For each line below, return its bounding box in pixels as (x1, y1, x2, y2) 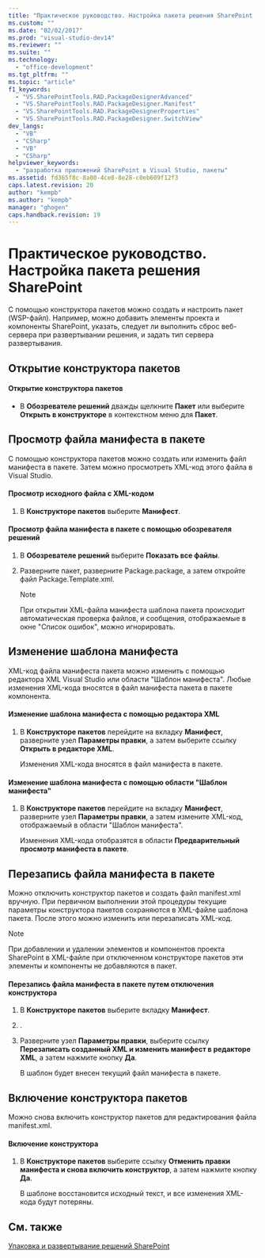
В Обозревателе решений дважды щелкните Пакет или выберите (19, 401, 245, 411)
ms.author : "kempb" (8, 196, 73, 204)
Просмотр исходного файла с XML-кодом (8, 489, 154, 498)
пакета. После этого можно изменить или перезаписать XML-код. (8, 914, 233, 923)
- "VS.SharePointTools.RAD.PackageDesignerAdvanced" (15, 93, 193, 101)
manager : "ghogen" (8, 203, 69, 211)
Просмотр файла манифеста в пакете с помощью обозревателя (8, 524, 232, 534)
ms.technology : (8, 56, 59, 64)
